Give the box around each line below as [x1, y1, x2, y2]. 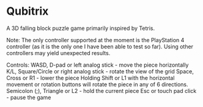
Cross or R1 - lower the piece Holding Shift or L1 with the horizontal [6, 74, 175, 81]
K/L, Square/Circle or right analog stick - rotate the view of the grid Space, [6, 67, 194, 75]
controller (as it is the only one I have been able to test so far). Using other [6, 43, 194, 50]
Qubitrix [6, 4, 49, 18]
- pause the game [6, 94, 51, 101]
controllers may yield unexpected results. [6, 49, 111, 56]
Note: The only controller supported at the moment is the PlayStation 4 [6, 36, 185, 43]
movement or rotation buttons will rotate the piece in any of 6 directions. [6, 81, 188, 88]
